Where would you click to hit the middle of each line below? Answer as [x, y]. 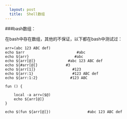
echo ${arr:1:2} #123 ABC [47, 78]
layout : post [23, 9]
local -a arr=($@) [32, 95]
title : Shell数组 [27, 14]
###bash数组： [20, 28]
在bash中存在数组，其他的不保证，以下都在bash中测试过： [64, 39]
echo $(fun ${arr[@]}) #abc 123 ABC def [64, 112]
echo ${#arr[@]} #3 [38, 65]
